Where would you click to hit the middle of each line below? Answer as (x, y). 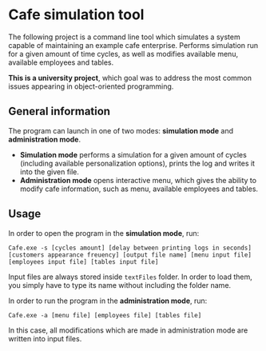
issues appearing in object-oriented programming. (91, 86)
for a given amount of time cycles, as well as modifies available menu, (123, 54)
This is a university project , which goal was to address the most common (130, 78)
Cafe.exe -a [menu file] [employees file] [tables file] (105, 315)
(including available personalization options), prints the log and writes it (137, 163)
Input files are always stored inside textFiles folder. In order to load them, (131, 277)
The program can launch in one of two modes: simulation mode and (121, 130)
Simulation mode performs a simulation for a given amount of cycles (133, 154)
